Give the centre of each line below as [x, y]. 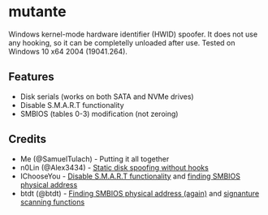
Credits [28, 139]
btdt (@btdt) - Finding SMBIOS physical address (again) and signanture [140, 193]
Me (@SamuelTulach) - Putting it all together [95, 159]
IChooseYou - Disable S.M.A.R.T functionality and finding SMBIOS [130, 176]
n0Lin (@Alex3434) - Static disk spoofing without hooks [114, 167]
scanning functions [52, 202]
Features [31, 77]
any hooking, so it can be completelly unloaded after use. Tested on [122, 42]
